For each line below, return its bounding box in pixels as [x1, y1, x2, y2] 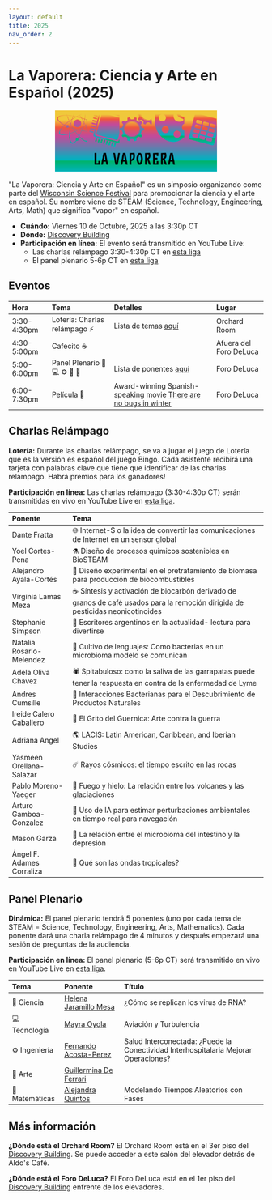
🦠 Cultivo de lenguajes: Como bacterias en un [72, 642, 224, 652]
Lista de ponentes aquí [113, 364, 190, 373]
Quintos [64, 1093, 91, 1103]
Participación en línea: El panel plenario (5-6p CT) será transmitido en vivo [8, 955, 261, 965]
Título [124, 981, 144, 991]
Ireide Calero [11, 709, 55, 719]
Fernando [64, 1040, 96, 1050]
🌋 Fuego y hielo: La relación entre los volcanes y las [72, 781, 244, 791]
